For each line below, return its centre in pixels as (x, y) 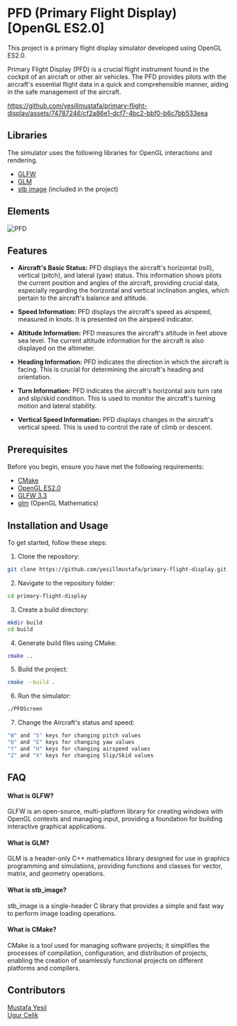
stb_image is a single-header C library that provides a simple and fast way (116, 906)
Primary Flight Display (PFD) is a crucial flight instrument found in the (108, 69)
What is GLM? (28, 843)
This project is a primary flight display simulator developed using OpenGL (115, 48)
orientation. (34, 377)
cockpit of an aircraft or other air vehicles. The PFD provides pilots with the (117, 77)
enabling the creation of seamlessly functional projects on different (105, 960)
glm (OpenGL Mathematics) (58, 503)
